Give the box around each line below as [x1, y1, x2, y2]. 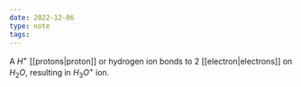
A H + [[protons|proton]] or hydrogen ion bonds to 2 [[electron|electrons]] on [9, 55, 293, 67]
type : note [9, 22, 50, 30]
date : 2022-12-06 [9, 13, 75, 22]
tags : [9, 30, 30, 39]
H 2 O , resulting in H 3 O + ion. [9, 65, 110, 80]
